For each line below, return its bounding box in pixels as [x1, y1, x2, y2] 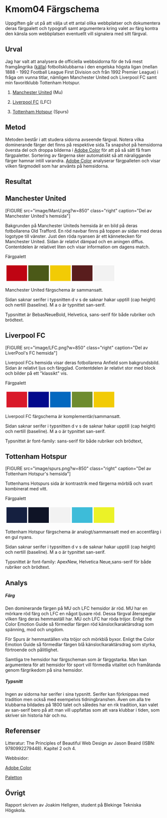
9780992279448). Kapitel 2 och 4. [5, 745, 76, 751]
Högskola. [5, 808, 26, 814]
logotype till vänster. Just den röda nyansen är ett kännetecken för [5, 233, 142, 239]
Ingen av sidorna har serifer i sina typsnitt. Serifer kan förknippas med [5, 691, 149, 697]
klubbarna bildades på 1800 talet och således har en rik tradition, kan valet [5, 702, 159, 708]
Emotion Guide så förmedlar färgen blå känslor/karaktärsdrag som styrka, [5, 641, 157, 647]
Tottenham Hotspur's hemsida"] [5, 471, 71, 477]
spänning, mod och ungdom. [5, 626, 64, 632]
